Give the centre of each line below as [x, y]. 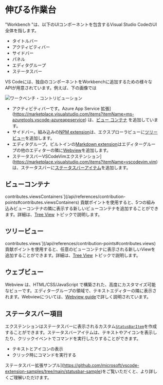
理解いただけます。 [33, 378]
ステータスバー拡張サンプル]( [34, 366]
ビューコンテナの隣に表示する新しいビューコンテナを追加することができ [86, 208]
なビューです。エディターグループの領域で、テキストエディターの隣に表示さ [81, 291]
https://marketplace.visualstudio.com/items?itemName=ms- [74, 114]
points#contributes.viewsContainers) [42, 202]
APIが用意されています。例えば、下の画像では [51, 88]
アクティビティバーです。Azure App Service [56, 108]
